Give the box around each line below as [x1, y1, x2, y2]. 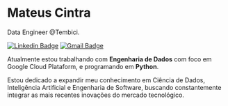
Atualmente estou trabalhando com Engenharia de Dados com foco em [7, 54, 212, 63]
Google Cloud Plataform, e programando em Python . [7, 62, 159, 70]
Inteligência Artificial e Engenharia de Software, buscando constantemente [7, 83, 222, 91]
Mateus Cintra [7, 5, 92, 21]
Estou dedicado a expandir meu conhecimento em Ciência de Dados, [7, 75, 205, 84]
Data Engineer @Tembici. [7, 28, 80, 36]
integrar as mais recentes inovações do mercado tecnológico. [7, 91, 184, 99]
